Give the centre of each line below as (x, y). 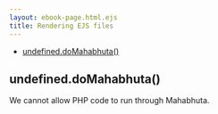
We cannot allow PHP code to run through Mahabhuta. (109, 101)
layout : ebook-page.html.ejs (63, 17)
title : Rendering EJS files (62, 26)
